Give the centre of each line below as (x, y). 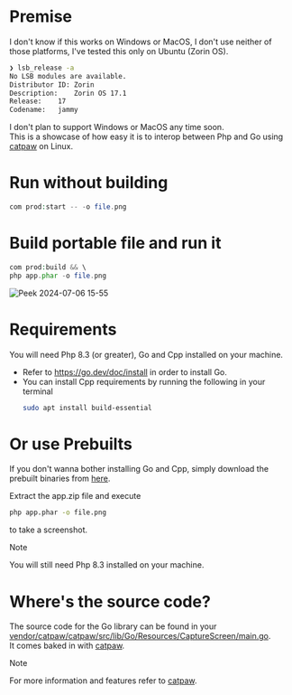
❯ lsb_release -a (42, 68)
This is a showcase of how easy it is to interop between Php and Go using (146, 136)
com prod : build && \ (48, 267)
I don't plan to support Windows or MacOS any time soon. (117, 127)
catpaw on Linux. (41, 146)
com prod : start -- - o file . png (68, 207)
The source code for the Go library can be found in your (113, 626)
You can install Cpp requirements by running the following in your (144, 381)
